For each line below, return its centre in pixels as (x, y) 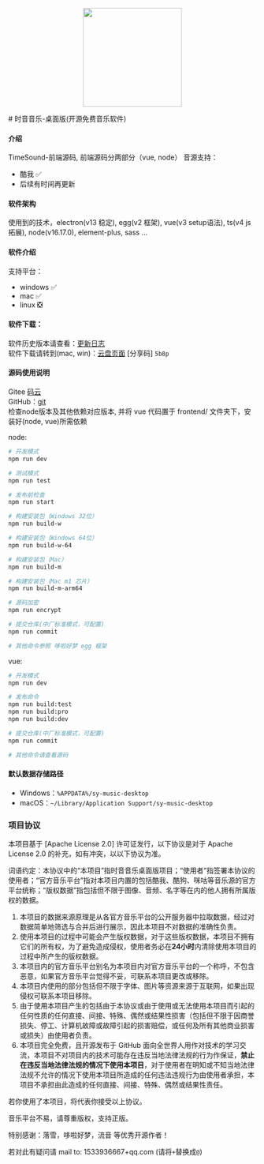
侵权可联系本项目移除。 (58, 996)
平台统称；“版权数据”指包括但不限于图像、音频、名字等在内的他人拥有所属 (129, 890)
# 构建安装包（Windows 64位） (53, 538)
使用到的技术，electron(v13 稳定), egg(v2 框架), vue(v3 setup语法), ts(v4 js (130, 223)
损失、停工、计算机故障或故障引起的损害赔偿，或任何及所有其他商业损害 (137, 1026)
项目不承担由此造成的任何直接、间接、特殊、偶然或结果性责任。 (123, 1085)
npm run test (30, 481)
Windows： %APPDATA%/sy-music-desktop (84, 793)
